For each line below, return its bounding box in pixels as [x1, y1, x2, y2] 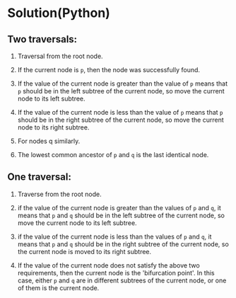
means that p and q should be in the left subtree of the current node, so [17, 211, 225, 219]
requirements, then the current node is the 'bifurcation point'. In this [17, 268, 215, 277]
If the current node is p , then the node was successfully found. [17, 66, 200, 74]
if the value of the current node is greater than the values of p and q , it [17, 203, 221, 212]
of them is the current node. [17, 283, 100, 292]
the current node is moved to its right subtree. [17, 247, 152, 256]
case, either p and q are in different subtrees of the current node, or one [17, 276, 227, 285]
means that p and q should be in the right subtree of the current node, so [17, 239, 230, 248]
